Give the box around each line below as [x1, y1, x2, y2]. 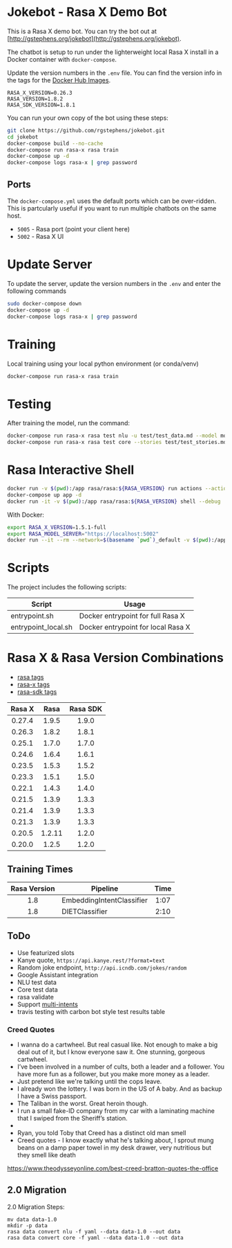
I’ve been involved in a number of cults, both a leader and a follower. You [17, 1062, 225, 1071]
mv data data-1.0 [7, 1216, 57, 1223]
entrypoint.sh [10, 611, 54, 621]
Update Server [7, 257, 93, 272]
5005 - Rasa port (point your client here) [17, 225, 130, 233]
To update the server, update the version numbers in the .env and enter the [7, 279, 221, 287]
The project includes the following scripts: [7, 583, 127, 591]
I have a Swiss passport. [17, 1092, 87, 1100]
